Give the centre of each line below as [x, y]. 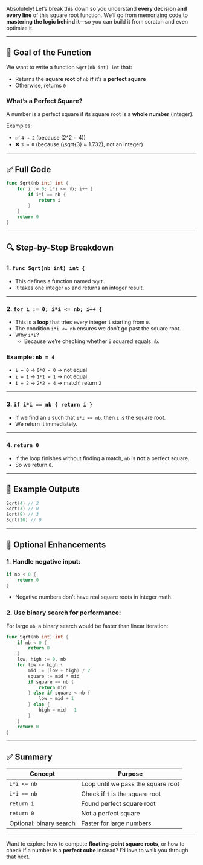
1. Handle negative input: [43, 562]
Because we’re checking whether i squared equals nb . [92, 341]
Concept [43, 774]
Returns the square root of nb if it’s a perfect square [80, 79]
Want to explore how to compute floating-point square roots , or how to [95, 844]
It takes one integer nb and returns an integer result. [79, 288]
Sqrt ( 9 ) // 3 [23, 515]
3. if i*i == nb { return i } [50, 404]
